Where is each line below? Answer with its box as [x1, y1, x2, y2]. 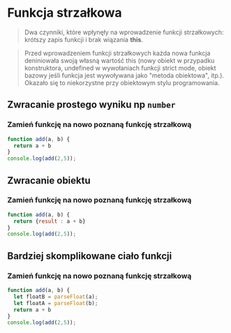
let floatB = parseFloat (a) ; [13, 293, 98, 300]
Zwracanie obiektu [7, 175, 91, 186]
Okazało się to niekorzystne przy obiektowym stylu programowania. [24, 78, 220, 87]
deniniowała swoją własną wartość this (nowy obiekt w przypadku [24, 56, 215, 64]
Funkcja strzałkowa [7, 5, 122, 21]
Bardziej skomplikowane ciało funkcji [7, 250, 172, 262]
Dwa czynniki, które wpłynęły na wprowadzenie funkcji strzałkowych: [24, 28, 224, 36]
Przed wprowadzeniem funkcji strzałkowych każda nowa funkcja [24, 49, 211, 57]
